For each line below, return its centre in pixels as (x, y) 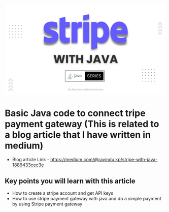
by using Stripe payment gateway (47, 204)
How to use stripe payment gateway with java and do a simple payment (87, 199)
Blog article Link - (30, 160)
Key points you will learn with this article (70, 181)
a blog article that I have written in (78, 134)
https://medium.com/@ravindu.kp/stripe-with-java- (104, 160)
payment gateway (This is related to (82, 124)
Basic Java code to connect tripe (75, 113)
